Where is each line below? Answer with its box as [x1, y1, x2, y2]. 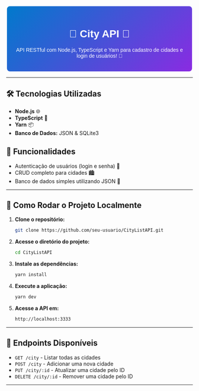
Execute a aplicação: [14, 283, 68, 289]
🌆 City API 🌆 [69, 28, 130, 40]
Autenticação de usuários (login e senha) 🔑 [14, 162, 120, 169]
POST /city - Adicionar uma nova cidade [14, 360, 114, 367]
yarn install [14, 272, 47, 278]
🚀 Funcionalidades [6, 147, 76, 157]
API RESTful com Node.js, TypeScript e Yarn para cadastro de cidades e [15, 46, 184, 53]
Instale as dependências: [14, 260, 78, 268]
